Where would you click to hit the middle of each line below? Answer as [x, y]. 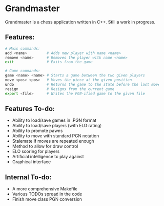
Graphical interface [31, 162]
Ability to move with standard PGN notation [55, 136]
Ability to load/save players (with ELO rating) [57, 126]
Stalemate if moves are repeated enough [53, 141]
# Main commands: [23, 48]
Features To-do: [30, 108]
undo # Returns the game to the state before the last [77, 84]
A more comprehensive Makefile [45, 189]
